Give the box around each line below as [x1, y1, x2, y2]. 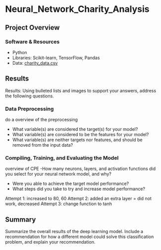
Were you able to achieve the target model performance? [12, 180, 129, 187]
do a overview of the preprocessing [5, 116, 78, 122]
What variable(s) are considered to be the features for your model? [12, 131, 149, 137]
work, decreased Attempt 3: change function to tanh [5, 201, 112, 207]
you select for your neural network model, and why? [5, 171, 111, 177]
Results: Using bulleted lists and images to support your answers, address [5, 87, 157, 93]
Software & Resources [5, 38, 60, 45]
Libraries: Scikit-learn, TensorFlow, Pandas [12, 55, 100, 61]
